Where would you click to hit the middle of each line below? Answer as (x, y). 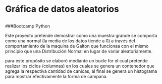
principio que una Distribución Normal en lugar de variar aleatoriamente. (79, 51)
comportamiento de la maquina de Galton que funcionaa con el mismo (77, 46)
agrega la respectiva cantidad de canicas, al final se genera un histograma (81, 71)
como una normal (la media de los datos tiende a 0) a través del (70, 41)
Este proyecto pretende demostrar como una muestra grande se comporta (81, 35)
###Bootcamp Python (28, 26)
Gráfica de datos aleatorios (62, 9)
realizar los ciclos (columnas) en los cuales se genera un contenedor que (80, 66)
